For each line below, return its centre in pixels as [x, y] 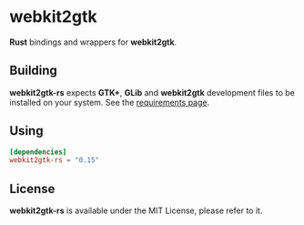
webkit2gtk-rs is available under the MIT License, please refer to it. [136, 210]
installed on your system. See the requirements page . [110, 102]
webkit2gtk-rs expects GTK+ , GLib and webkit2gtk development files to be [152, 92]
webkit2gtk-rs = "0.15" [55, 160]
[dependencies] [38, 152]
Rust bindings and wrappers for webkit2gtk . [93, 42]
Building [33, 71]
